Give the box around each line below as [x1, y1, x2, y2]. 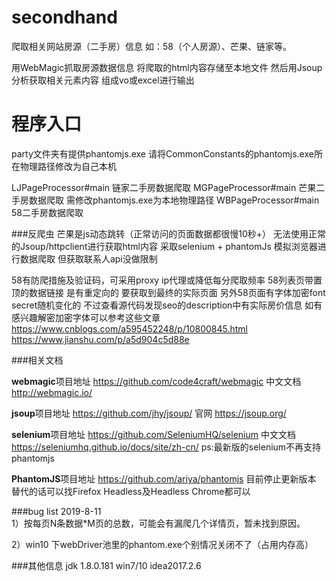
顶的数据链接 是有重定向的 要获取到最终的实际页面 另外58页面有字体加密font [11, 286, 326, 298]
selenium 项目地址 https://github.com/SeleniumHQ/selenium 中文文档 [11, 428, 296, 440]
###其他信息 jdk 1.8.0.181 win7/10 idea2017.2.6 [11, 559, 202, 571]
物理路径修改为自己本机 [19, 160, 117, 172]
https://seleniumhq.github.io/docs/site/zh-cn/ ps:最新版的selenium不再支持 [11, 441, 322, 453]
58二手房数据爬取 [11, 206, 84, 218]
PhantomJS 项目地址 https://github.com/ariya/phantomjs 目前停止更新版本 [11, 472, 317, 485]
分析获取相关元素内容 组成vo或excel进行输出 [11, 74, 195, 86]
